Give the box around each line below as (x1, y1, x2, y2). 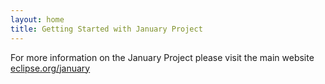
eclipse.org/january (10, 62, 91, 74)
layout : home (10, 14, 65, 25)
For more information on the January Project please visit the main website (10, 51, 315, 63)
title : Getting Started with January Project (10, 24, 203, 34)
